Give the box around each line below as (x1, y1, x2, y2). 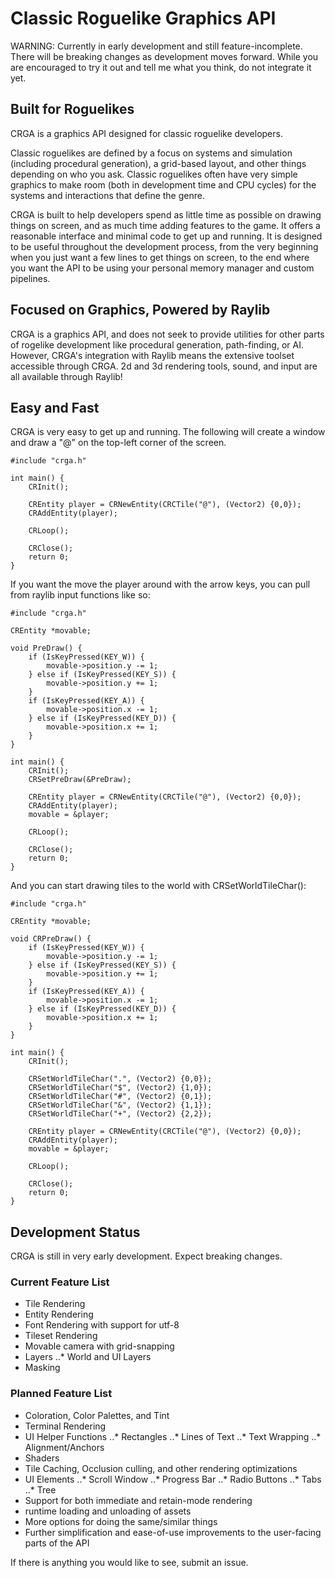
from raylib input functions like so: (10, 589, 151, 601)
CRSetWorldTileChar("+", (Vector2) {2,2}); (28, 1109, 213, 1119)
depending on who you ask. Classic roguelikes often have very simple (10, 168, 298, 180)
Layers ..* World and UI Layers (24, 1351, 152, 1363)
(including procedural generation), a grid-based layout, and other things (10, 157, 307, 169)
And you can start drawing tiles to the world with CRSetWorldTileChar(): (10, 880, 307, 892)
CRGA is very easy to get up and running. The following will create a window (10, 426, 326, 438)
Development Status (10, 1223, 141, 1241)
